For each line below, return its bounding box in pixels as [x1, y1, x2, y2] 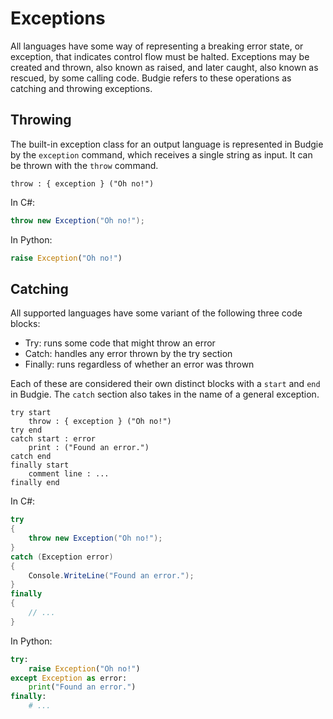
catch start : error [10, 434, 97, 444]
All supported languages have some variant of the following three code [10, 307, 303, 319]
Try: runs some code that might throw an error [24, 337, 216, 349]
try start [10, 408, 52, 418]
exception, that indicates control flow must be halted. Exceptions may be [10, 50, 310, 62]
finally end [10, 478, 60, 488]
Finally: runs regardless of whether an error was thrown [24, 358, 255, 371]
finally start [10, 460, 70, 471]
